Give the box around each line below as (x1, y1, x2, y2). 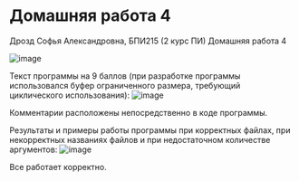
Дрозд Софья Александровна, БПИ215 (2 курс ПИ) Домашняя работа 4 (9, 35, 287, 46)
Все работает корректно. (9, 161, 107, 172)
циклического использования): (9, 90, 130, 100)
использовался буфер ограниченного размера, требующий (9, 80, 241, 90)
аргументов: (9, 144, 58, 155)
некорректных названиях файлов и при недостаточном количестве (9, 134, 271, 145)
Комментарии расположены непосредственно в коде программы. (9, 107, 268, 118)
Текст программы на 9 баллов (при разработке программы (9, 70, 241, 81)
